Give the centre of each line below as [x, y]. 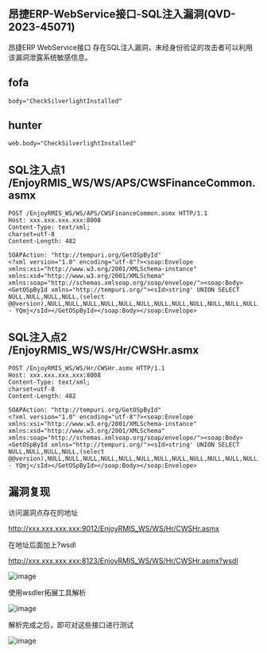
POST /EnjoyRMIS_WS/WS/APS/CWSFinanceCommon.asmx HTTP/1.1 [108, 214]
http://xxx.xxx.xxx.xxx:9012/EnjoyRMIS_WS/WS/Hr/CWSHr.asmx [114, 528]
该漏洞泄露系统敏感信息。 [50, 57]
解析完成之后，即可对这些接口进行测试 [71, 624]
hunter [25, 126]
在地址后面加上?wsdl [42, 545]
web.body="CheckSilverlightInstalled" [72, 144]
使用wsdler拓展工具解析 [47, 592]
